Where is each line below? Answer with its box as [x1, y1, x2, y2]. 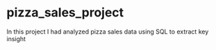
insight [6, 34, 26, 42]
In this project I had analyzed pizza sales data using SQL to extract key [6, 27, 209, 36]
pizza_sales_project [6, 5, 124, 21]
